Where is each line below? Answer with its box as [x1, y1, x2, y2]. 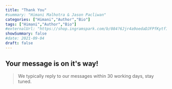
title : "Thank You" [5, 7, 47, 13]
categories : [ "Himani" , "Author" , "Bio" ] [5, 17, 91, 22]
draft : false [5, 41, 33, 46]
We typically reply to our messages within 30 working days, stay [17, 73, 154, 79]
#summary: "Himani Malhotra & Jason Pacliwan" [5, 12, 106, 17]
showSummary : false [5, 31, 47, 36]
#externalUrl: [5, 26, 36, 32]
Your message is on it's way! [5, 60, 99, 68]
